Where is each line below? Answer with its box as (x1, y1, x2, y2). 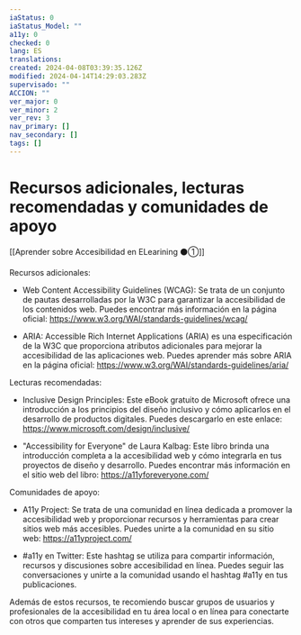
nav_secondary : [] (9, 131, 78, 140)
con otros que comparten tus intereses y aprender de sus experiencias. (9, 615, 274, 626)
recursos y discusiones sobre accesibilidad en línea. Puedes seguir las (22, 559, 285, 570)
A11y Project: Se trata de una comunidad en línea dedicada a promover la (22, 503, 293, 514)
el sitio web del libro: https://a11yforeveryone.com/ (22, 469, 209, 480)
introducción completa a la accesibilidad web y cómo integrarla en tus (22, 449, 282, 460)
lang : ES (9, 47, 42, 56)
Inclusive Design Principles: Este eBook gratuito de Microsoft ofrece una (22, 394, 290, 405)
